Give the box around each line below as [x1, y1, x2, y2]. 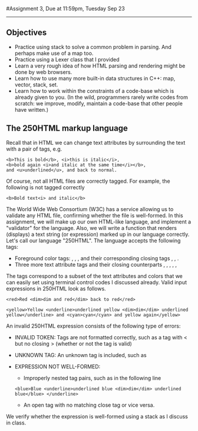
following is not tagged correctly [6, 183, 85, 191]
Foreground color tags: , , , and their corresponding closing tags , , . [14, 254, 179, 262]
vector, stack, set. [14, 81, 58, 88]
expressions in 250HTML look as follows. [6, 285, 106, 292]
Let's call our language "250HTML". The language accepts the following [6, 236, 181, 244]
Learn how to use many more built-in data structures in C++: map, [14, 74, 176, 82]
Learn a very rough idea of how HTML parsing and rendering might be [14, 62, 186, 69]
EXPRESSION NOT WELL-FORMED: [14, 363, 101, 370]
